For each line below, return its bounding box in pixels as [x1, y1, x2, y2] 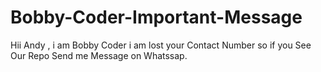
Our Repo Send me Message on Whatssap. [10, 49, 188, 61]
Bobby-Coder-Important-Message [10, 6, 303, 29]
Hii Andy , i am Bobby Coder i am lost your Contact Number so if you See [10, 39, 312, 51]
